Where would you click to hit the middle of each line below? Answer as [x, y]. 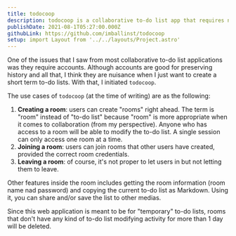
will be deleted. [29, 226]
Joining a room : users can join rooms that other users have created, [116, 147]
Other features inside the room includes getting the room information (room [117, 183]
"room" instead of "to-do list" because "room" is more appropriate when [122, 117]
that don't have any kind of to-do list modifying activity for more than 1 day [115, 219]
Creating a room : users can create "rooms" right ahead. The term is [116, 110]
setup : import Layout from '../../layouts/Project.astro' [94, 40]
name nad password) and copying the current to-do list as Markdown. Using [118, 190]
